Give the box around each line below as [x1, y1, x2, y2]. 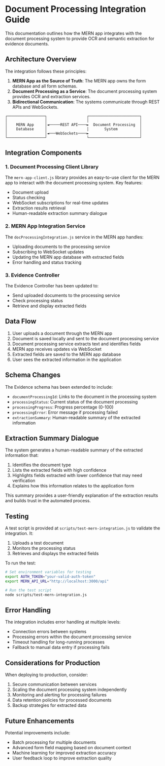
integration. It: [5, 530, 33, 536]
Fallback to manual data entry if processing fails [12, 645, 110, 650]
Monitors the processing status [12, 545, 76, 551]
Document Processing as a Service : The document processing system [12, 88, 158, 94]
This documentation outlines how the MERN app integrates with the [5, 30, 142, 36]
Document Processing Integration [5, 3, 146, 15]
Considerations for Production [5, 658, 100, 667]
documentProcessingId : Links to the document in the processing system [12, 394, 157, 400]
